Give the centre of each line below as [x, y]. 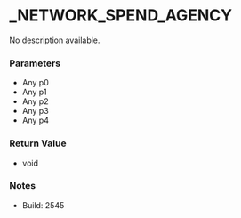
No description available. [55, 40]
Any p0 [35, 83]
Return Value [38, 143]
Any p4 [35, 120]
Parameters [35, 63]
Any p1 [34, 92]
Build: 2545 [43, 205]
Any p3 [35, 111]
